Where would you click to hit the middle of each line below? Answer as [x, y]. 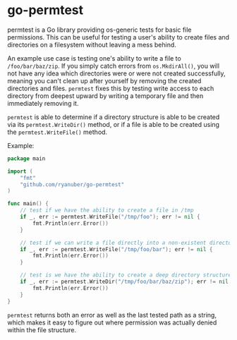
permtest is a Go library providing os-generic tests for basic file [99, 30]
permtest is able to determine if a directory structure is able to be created [114, 117]
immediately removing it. [43, 103]
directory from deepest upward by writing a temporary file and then [105, 96]
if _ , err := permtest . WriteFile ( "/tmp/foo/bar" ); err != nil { [116, 249]
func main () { [28, 204]
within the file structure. [42, 329]
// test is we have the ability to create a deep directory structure [126, 275]
